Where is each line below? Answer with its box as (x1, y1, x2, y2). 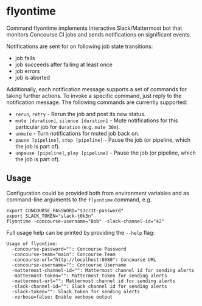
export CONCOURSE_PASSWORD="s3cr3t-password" (6, 207, 124, 214)
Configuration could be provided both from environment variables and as (6, 189, 190, 196)
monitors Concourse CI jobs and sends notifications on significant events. (6, 30, 192, 38)
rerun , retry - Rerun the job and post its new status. (15, 110, 146, 117)
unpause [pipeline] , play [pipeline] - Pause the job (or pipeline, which (15, 149, 197, 156)
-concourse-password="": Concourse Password (12, 246, 127, 252)
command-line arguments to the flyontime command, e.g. (6, 196, 152, 203)
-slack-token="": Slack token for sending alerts (12, 288, 140, 294)
